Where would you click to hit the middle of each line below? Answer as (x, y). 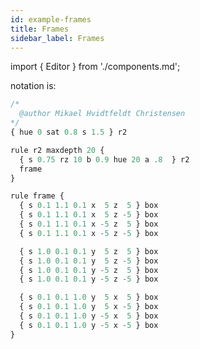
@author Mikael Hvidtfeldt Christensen (102, 114)
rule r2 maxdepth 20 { (57, 150)
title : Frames (40, 29)
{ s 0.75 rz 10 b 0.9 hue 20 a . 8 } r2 (104, 159)
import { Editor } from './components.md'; (95, 67)
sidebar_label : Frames (57, 38)
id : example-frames (51, 19)
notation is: (33, 86)
